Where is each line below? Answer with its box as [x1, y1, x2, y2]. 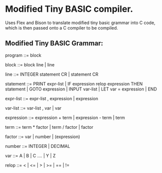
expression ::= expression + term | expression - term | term [5, 115, 126, 120]
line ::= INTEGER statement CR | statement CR [5, 71, 98, 77]
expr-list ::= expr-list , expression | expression [5, 95, 98, 101]
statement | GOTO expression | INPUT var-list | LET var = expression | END [5, 86, 157, 92]
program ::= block [5, 52, 42, 58]
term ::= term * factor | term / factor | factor [5, 124, 94, 130]
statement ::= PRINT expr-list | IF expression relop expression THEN [5, 81, 143, 86]
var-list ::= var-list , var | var [5, 105, 62, 111]
